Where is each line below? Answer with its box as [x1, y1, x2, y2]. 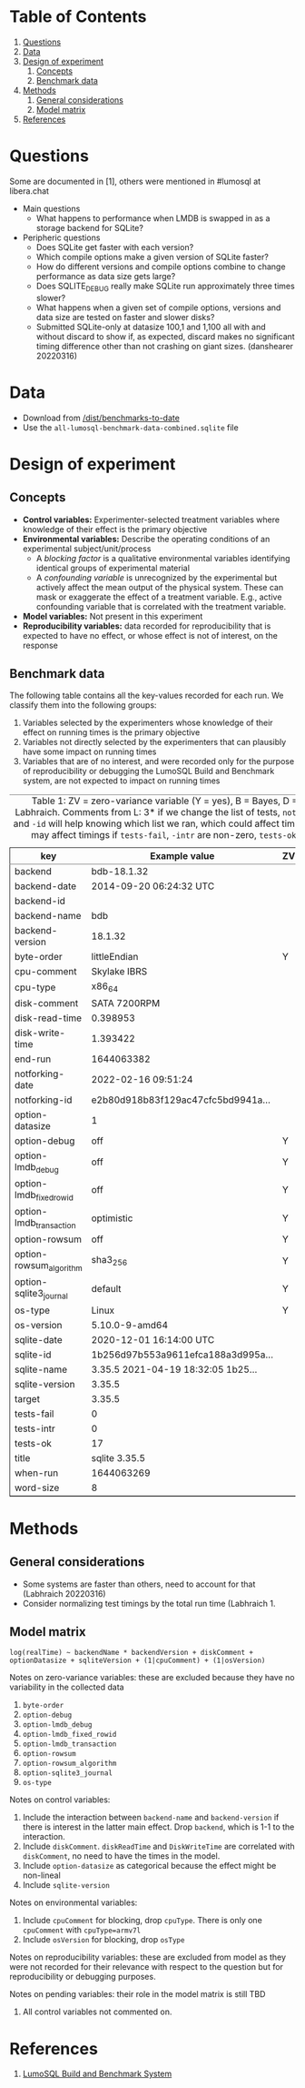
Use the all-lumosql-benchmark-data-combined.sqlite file [22, 421, 239, 433]
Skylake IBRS [91, 965, 148, 978]
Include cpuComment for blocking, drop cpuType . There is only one [22, 1915, 263, 1926]
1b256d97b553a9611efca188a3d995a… [91, 1348, 274, 1361]
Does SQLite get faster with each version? [35, 241, 194, 252]
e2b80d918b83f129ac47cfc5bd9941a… [91, 1094, 271, 1106]
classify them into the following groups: [9, 700, 157, 711]
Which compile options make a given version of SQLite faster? [35, 251, 270, 262]
